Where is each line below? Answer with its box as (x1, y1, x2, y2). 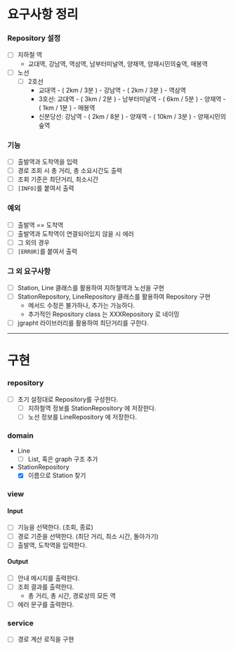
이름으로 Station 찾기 (27, 472, 86, 480)
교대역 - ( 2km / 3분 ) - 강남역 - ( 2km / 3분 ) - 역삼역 (38, 86, 186, 94)
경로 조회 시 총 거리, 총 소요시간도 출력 (17, 167, 123, 175)
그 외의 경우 (17, 238, 51, 247)
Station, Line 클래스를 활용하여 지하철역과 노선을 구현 (17, 284, 165, 292)
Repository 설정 (7, 33, 61, 43)
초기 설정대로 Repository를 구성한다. (17, 395, 119, 403)
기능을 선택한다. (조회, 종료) (17, 523, 93, 531)
